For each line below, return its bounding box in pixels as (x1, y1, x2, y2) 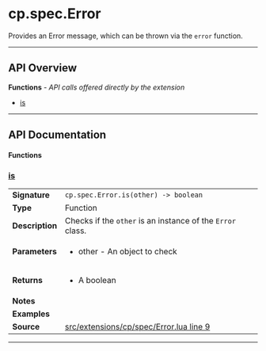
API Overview (8, 61, 78, 75)
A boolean (78, 275, 116, 286)
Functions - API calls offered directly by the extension (8, 82, 185, 92)
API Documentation (8, 128, 107, 142)
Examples (12, 308, 50, 319)
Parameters (12, 246, 57, 258)
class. (64, 225, 87, 236)
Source (12, 322, 40, 333)
